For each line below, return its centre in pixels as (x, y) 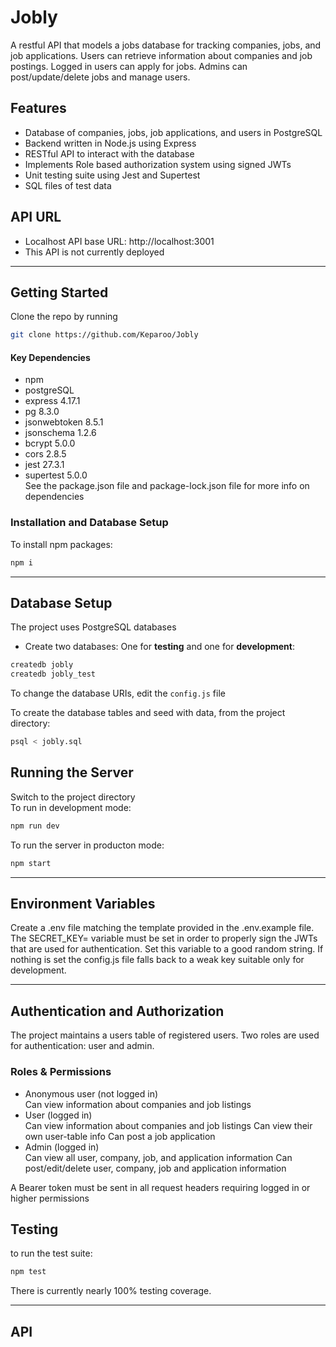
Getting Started (59, 292)
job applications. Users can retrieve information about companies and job (161, 55)
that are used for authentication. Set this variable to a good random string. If (167, 949)
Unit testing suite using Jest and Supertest (112, 175)
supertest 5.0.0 (56, 475)
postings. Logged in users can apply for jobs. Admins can (129, 66)
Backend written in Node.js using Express (110, 143)
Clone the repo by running (64, 317)
